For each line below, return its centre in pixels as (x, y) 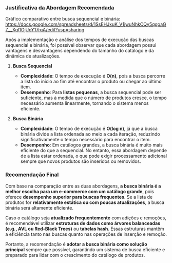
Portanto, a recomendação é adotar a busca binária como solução (76, 244)
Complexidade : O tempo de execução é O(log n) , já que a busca (89, 129)
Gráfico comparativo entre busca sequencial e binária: (63, 19)
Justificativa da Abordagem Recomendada (60, 8)
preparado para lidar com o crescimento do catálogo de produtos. (75, 255)
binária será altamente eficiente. (39, 208)
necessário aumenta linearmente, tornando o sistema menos (84, 103)
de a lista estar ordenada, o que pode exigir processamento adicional (94, 156)
